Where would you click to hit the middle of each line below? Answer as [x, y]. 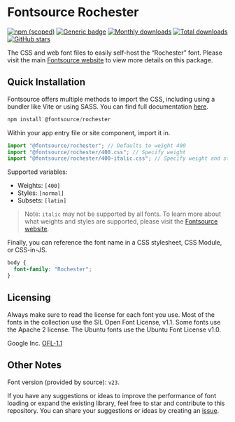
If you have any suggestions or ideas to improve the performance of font [112, 395]
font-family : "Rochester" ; [53, 270]
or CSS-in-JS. [27, 250]
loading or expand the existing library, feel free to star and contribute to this [116, 403]
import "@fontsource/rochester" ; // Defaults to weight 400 [97, 145]
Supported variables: [37, 172]
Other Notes [34, 365]
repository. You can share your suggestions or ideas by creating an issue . [113, 410]
